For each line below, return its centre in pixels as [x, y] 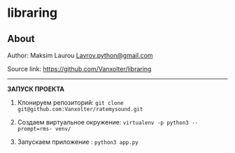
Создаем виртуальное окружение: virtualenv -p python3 [103, 122]
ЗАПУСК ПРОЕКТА [36, 89]
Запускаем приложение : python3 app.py [78, 142]
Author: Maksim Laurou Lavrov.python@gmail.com [80, 55]
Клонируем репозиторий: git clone [70, 102]
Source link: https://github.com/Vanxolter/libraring [79, 69]
